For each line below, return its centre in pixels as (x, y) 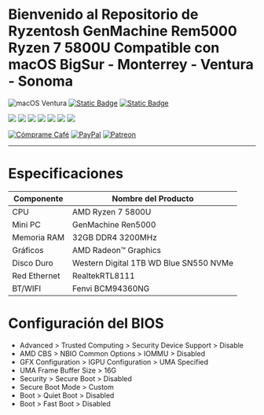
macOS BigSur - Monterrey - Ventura (131, 65)
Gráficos (28, 250)
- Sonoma (40, 81)
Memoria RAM (38, 237)
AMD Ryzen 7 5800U (112, 211)
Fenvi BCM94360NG (111, 288)
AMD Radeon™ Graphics (116, 250)
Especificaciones (66, 174)
